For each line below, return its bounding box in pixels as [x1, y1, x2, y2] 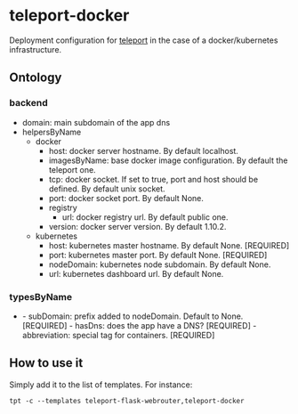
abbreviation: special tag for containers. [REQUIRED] [21, 329, 215, 340]
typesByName [9, 290, 73, 303]
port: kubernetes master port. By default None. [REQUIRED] [48, 249, 268, 260]
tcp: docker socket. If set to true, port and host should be [48, 174, 259, 184]
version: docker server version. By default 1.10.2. [48, 221, 227, 231]
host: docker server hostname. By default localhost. [48, 145, 238, 156]
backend [9, 97, 48, 110]
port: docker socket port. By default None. [48, 192, 205, 203]
